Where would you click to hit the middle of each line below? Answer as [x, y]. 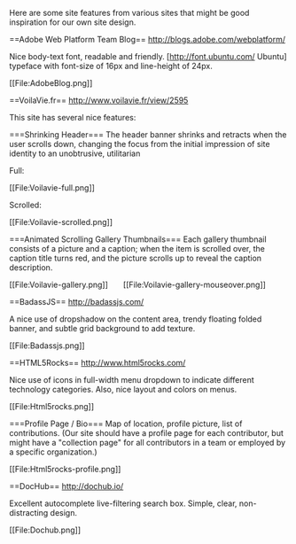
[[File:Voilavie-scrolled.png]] [61, 222]
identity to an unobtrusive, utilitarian [75, 153]
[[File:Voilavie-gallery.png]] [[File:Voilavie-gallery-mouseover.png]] [137, 284]
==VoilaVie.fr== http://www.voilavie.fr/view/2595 [99, 100]
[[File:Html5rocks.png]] [52, 406]
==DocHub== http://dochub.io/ [66, 486]
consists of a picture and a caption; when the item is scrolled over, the [137, 249]
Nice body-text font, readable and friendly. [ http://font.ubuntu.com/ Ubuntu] [148, 56]
